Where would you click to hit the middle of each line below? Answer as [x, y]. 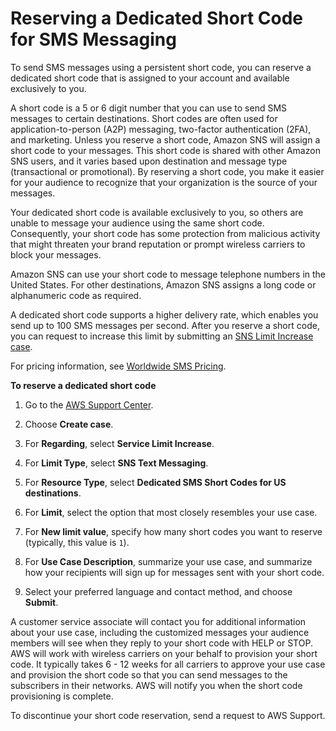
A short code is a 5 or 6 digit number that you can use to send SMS [149, 108]
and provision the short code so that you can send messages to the [149, 674]
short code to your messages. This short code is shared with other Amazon [165, 150]
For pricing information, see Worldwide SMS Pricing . [118, 366]
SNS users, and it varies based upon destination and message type [149, 161]
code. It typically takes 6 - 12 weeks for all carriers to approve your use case [168, 664]
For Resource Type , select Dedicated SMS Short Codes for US [155, 482]
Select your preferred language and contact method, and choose [158, 591]
